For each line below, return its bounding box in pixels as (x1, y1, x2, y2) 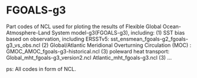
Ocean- (162, 23, 182, 30)
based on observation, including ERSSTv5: (6, 35, 110, 42)
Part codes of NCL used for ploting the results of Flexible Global (6, 23, 162, 30)
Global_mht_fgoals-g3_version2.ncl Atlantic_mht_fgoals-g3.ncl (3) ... (6, 54, 172, 61)
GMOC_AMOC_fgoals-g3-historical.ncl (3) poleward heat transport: (6, 48, 170, 55)
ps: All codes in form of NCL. (6, 65, 77, 72)
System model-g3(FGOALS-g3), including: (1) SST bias (51, 29, 185, 36)
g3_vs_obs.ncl (6, 42, 41, 49)
